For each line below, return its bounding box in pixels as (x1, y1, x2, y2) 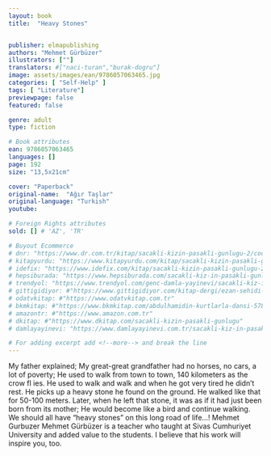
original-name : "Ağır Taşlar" (8, 190, 114, 198)
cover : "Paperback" (8, 183, 74, 191)
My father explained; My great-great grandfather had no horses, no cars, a (8, 361, 256, 371)
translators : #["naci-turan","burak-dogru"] (8, 64, 161, 72)
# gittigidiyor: (8, 287, 63, 295)
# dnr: (8, 249, 31, 257)
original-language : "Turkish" (8, 197, 110, 206)
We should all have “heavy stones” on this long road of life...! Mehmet (8, 413, 240, 423)
